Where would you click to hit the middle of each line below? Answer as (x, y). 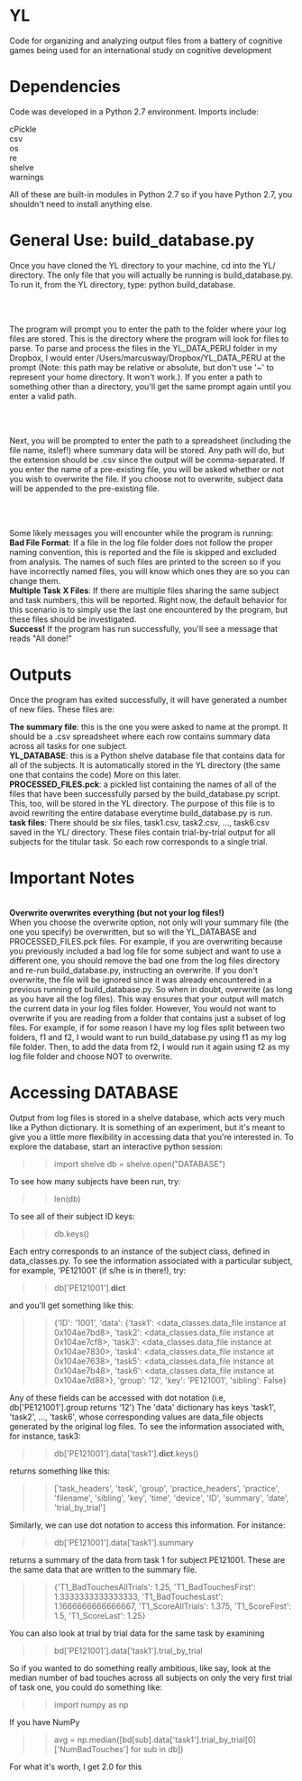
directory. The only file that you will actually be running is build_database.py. (151, 275)
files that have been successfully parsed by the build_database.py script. (145, 793)
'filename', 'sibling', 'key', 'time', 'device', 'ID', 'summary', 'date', (171, 1498)
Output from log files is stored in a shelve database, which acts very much (147, 1118)
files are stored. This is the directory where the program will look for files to (149, 338)
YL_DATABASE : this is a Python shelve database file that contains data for (147, 755)
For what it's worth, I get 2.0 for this (76, 1767)
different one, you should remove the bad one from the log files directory (145, 960)
